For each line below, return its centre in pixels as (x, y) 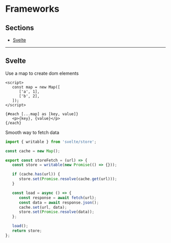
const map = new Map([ (36, 87)
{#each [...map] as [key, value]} (42, 114)
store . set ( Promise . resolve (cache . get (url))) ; (68, 179)
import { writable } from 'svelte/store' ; (51, 142)
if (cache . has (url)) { (36, 174)
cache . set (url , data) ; (43, 207)
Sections (20, 28)
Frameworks (32, 9)
